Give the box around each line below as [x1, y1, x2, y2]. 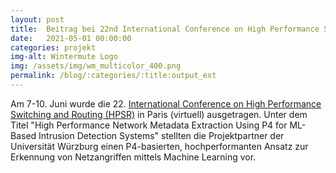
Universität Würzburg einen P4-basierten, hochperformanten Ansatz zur [10, 140, 309, 152]
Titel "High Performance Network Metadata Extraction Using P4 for [10, 119, 288, 131]
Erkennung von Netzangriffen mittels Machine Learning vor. [10, 151, 257, 163]
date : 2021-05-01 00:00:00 [10, 33, 132, 43]
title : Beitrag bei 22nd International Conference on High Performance [10, 24, 320, 34]
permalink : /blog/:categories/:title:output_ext [10, 71, 217, 81]
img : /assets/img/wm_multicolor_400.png [10, 61, 182, 71]
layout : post [10, 14, 65, 25]
